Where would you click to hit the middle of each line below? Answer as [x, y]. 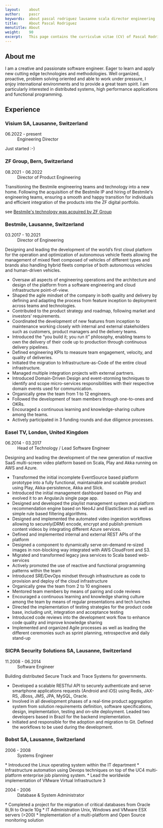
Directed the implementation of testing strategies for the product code [82, 607]
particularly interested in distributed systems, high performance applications [81, 89]
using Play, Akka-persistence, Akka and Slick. [58, 488]
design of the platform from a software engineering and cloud [74, 285]
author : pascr [23, 14]
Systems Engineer [35, 755]
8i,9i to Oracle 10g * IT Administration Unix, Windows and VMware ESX [76, 809]
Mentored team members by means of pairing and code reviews [76, 591]
